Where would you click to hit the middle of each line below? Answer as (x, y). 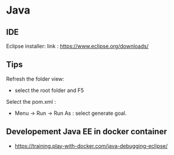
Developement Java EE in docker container (86, 132)
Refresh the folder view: (35, 79)
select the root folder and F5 (49, 90)
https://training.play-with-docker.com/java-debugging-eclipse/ (91, 146)
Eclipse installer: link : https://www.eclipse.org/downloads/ (77, 46)
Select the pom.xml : (31, 101)
